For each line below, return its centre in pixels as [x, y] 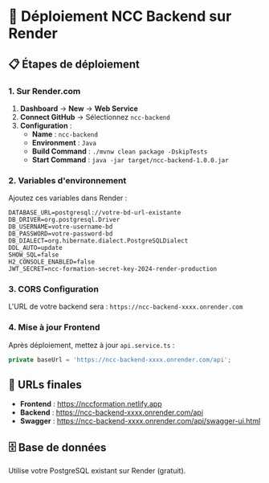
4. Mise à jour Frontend [54, 327]
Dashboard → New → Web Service [79, 108]
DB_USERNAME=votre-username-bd [61, 227]
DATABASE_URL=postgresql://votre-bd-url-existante [95, 213]
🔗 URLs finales [45, 385]
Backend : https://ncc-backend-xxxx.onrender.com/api [111, 412]
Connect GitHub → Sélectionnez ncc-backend [95, 117]
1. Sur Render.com [45, 91]
